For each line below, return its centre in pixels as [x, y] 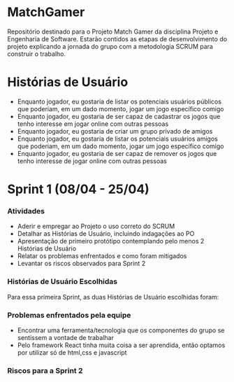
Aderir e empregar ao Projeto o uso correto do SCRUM [96, 226]
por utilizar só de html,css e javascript [72, 352]
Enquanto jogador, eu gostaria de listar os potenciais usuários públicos [119, 101]
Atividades [26, 211]
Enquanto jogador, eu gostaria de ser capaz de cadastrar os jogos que [119, 116]
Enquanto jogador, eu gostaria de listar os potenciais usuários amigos [117, 139]
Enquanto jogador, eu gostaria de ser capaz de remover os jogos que [117, 153]
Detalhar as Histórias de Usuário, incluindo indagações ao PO [106, 234]
